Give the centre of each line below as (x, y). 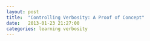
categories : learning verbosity (47, 29)
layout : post (23, 12)
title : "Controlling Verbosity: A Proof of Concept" (76, 17)
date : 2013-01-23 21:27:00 (43, 23)
